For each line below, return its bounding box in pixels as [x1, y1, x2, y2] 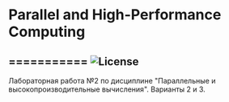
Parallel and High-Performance [8, 6, 222, 24]
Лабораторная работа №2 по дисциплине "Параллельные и [8, 76, 216, 85]
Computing [8, 22, 86, 41]
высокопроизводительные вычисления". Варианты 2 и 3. [8, 84, 206, 94]
